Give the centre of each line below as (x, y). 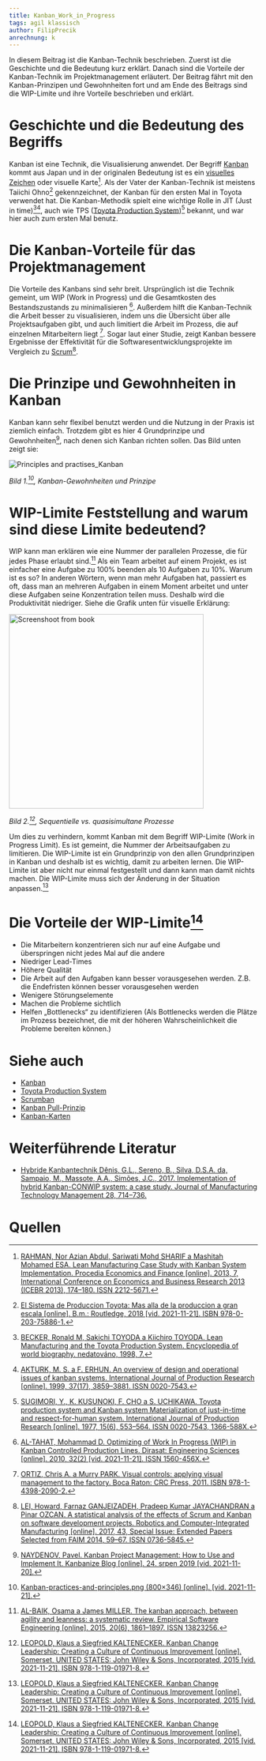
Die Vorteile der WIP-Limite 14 (106, 922)
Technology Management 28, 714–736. (83, 1195)
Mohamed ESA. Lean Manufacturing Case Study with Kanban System (133, 1265)
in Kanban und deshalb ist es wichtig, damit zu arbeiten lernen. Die (118, 861)
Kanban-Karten (45, 1116)
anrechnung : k (32, 38)
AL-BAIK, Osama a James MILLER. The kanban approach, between (129, 1611)
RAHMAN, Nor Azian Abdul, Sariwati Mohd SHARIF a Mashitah (122, 1256)
